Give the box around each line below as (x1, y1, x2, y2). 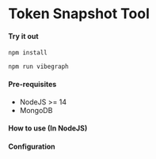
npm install (8, 49, 48, 57)
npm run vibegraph (8, 62, 69, 71)
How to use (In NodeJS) (8, 123, 88, 133)
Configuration (8, 142, 55, 151)
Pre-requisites (8, 79, 57, 89)
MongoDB (19, 105, 53, 115)
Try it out (8, 31, 39, 40)
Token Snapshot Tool (8, 5, 150, 23)
